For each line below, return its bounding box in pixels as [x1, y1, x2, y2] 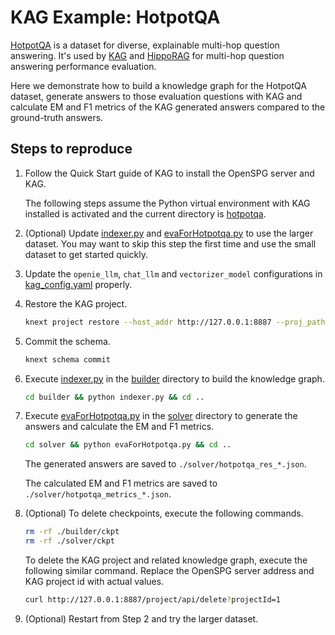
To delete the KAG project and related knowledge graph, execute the [24, 554, 308, 566]
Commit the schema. [24, 335, 111, 347]
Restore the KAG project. [24, 297, 128, 310]
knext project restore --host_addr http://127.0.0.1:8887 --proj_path [24, 317, 326, 327]
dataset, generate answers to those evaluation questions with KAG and [10, 90, 303, 102]
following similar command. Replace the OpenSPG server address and [24, 565, 315, 576]
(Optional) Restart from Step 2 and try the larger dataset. [24, 612, 259, 625]
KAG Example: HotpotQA [10, 6, 221, 29]
